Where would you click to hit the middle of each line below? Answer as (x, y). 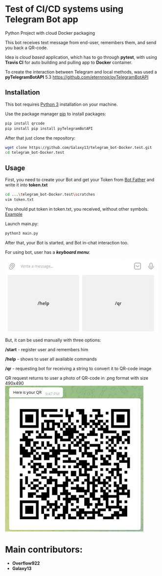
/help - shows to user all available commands (51, 359)
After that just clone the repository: (40, 138)
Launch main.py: (22, 223)
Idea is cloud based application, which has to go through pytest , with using (81, 57)
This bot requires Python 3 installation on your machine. (61, 104)
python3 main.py (22, 233)
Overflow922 (26, 563)
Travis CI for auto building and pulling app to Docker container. (69, 62)
